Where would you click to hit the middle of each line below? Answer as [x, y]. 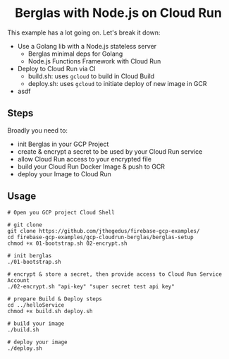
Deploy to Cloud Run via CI [57, 68]
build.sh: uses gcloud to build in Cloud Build [91, 76]
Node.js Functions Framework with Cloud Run [94, 61]
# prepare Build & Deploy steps [55, 299]
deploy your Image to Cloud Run [64, 174]
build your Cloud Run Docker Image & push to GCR [91, 166]
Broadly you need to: [38, 130]
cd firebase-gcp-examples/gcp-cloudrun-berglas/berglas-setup [100, 237]
